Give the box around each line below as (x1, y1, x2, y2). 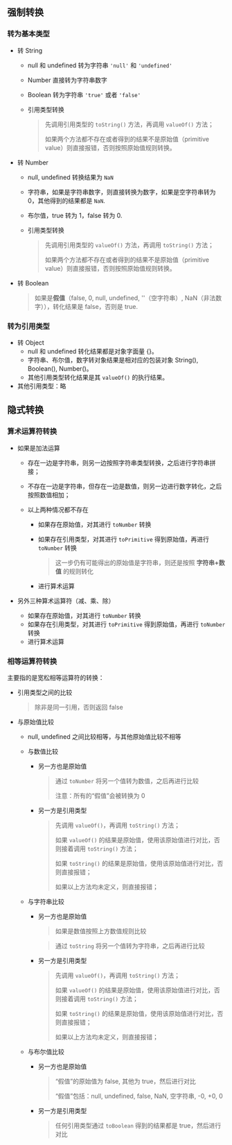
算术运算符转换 (7, 426, 57, 436)
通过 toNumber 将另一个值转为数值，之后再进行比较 (55, 776, 199, 785)
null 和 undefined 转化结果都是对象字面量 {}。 (27, 346, 158, 356)
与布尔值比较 (27, 1047, 64, 1055)
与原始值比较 (17, 717, 54, 726)
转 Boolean (17, 278, 49, 287)
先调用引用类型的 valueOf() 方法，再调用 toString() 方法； (44, 240, 215, 249)
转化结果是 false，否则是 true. (53, 302, 139, 310)
